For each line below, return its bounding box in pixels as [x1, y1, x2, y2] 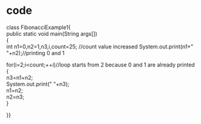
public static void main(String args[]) [6, 30, 98, 37]
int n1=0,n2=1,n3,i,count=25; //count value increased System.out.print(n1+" [6, 43, 194, 50]
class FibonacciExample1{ [6, 24, 71, 31]
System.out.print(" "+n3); [6, 80, 70, 88]
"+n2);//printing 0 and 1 [6, 49, 65, 56]
